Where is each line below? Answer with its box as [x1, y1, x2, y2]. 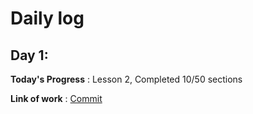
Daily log [10, 7, 85, 30]
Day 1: [10, 47, 49, 64]
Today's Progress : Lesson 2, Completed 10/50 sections [10, 73, 243, 85]
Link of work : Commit [10, 93, 103, 104]
